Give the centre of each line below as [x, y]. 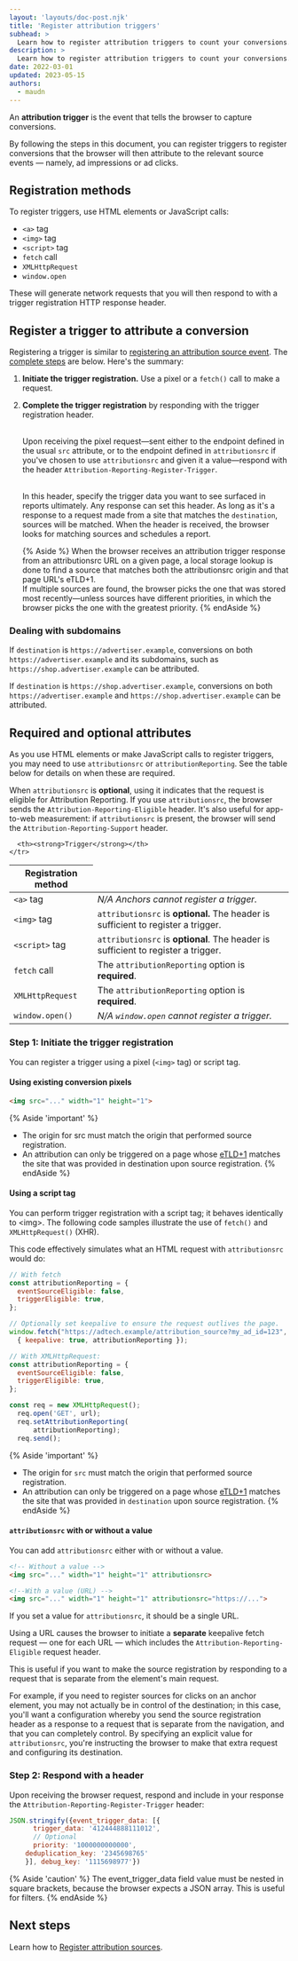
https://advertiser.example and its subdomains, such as [114, 660]
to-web [23, 818]
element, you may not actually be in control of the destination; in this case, [145, 1705]
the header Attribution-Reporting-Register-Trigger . [120, 470]
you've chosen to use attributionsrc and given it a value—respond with [154, 460]
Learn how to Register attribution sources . [86, 1947]
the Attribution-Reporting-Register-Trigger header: [107, 1804]
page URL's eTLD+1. [59, 580]
